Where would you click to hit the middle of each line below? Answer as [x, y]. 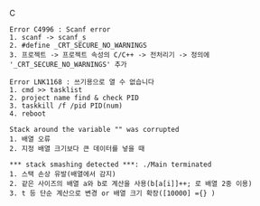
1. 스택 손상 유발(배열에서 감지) [63, 174]
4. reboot [28, 114]
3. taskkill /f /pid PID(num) [66, 106]
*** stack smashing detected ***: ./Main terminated [111, 164]
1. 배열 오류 [30, 139]
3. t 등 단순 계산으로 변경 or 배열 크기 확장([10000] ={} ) [112, 193]
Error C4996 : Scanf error [60, 30]
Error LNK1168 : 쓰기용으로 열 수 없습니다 [82, 82]
